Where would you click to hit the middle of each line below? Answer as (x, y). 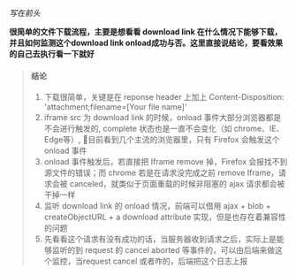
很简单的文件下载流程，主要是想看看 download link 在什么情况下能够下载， (146, 32)
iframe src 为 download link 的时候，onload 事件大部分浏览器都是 (163, 118)
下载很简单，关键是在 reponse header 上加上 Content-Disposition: (164, 97)
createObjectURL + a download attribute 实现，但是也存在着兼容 (161, 217)
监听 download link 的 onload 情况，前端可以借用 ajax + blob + (157, 206)
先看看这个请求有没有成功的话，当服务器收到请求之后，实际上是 (160, 239)
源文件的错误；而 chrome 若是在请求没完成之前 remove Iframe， (161, 173)
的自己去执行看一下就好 (52, 54)
